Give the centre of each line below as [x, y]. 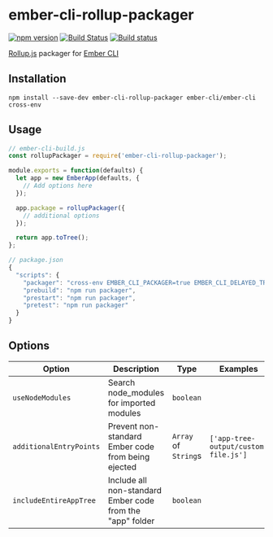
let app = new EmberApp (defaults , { [78, 178]
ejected [122, 467]
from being [129, 456]
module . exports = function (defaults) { [76, 171]
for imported [132, 403]
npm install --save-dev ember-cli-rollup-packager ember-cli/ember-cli [132, 98]
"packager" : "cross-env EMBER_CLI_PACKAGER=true [107, 282]
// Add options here [58, 186]
